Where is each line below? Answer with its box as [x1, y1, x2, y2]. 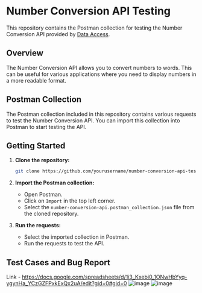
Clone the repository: [14, 157, 70, 164]
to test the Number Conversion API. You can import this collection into [6, 116, 180, 124]
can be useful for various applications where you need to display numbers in [6, 71, 197, 78]
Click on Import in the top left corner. [24, 197, 116, 204]
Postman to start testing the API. [6, 123, 87, 130]
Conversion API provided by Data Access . [6, 30, 110, 37]
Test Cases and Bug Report [6, 257, 110, 268]
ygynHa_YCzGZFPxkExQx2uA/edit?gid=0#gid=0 [6, 280, 127, 287]
